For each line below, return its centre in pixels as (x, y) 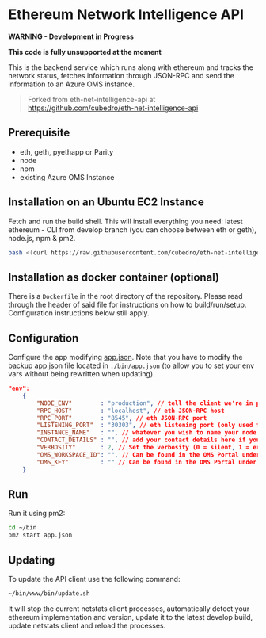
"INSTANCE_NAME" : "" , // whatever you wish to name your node (147, 433)
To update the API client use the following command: (94, 579)
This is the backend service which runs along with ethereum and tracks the (131, 67)
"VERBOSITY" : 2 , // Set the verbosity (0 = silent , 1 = (143, 448)
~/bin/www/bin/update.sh (49, 593)
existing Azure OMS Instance (67, 177)
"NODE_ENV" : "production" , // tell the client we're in (145, 403)
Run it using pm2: (37, 514)
